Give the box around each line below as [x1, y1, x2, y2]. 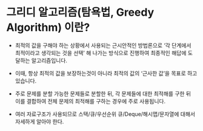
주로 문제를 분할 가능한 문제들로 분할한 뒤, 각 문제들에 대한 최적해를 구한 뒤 [15, 90, 191, 97]
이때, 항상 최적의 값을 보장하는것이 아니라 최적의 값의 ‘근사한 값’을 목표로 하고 [15, 69, 198, 77]
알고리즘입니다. [31, 57, 68, 64]
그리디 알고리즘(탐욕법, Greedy [6, 5, 155, 19]
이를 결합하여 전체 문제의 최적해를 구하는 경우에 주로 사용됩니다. [15, 97, 165, 104]
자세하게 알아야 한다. [15, 118, 64, 125]
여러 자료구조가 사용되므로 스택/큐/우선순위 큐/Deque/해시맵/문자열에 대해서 [15, 110, 196, 118]
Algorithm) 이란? [6, 21, 90, 34]
